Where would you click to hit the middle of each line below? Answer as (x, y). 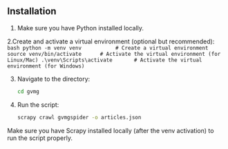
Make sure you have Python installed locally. (80, 28)
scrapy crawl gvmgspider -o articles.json (79, 117)
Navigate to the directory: (54, 79)
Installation (32, 11)
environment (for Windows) (46, 66)
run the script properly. (40, 138)
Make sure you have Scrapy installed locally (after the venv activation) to (111, 130)
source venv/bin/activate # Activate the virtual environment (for (114, 54)
